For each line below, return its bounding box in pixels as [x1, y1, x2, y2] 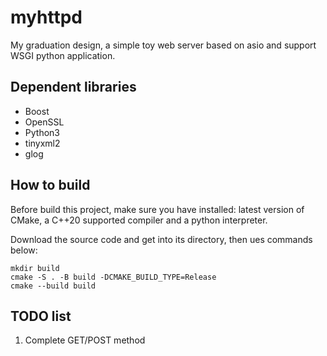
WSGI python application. [10, 49, 116, 61]
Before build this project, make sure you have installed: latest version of [10, 203, 305, 215]
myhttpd [10, 6, 83, 29]
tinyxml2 [24, 137, 61, 149]
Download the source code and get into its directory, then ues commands [10, 233, 313, 245]
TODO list [10, 307, 72, 325]
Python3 [24, 126, 60, 138]
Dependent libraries [10, 79, 137, 96]
